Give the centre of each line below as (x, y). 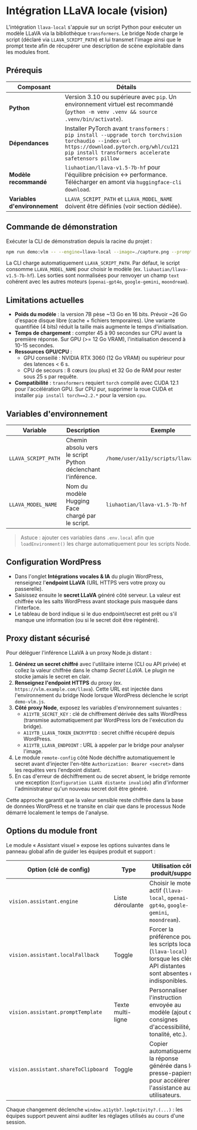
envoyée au (165, 1004)
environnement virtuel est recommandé (119, 104)
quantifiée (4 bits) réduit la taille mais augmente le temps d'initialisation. (101, 327)
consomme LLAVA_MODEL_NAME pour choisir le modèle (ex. (74, 269)
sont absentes (169, 973)
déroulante (129, 905)
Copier (159, 1044)
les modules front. (28, 52)
